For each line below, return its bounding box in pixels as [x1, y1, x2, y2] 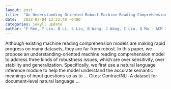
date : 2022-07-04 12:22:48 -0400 [5, 17, 81, 22]
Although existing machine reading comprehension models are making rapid [5, 40, 165, 46]
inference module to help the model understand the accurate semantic [5, 67, 153, 74]
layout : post [5, 7, 33, 13]
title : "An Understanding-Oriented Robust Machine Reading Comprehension [5, 12, 167, 17]
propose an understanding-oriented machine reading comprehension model [5, 51, 165, 57]
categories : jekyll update [5, 21, 63, 27]
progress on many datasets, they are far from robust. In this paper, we [5, 46, 152, 52]
